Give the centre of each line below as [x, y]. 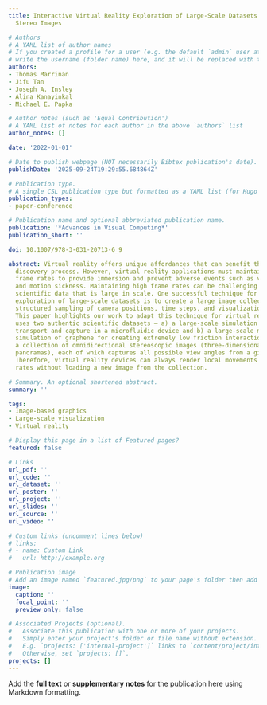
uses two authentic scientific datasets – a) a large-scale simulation [137, 323]
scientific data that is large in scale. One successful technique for [137, 294]
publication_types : [41, 199]
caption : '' [35, 594]
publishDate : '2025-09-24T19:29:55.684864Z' [83, 169]
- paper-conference [41, 206]
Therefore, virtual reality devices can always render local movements [137, 360]
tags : [17, 404]
